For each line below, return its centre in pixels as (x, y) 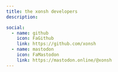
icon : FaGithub (35, 39)
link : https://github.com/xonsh (56, 44)
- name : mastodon (33, 49)
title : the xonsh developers (42, 11)
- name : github (30, 33)
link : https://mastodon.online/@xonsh (64, 60)
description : (22, 17)
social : (16, 28)
